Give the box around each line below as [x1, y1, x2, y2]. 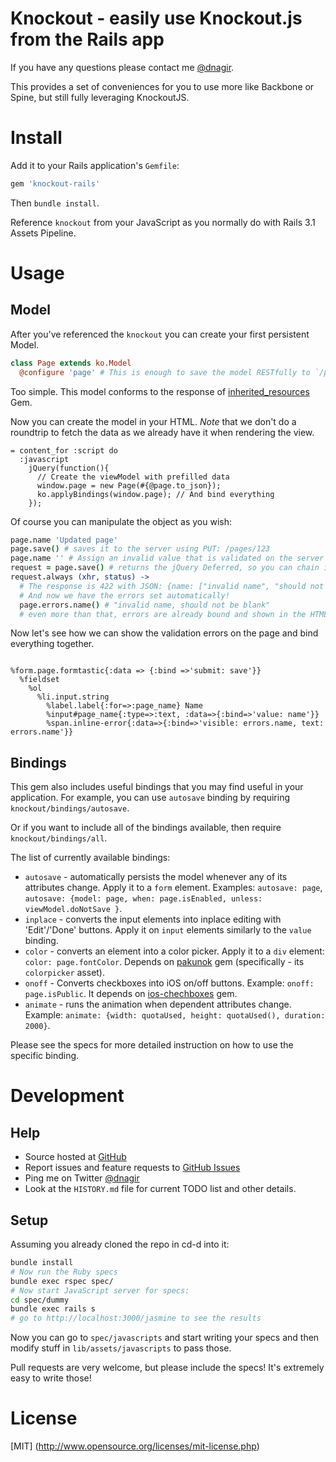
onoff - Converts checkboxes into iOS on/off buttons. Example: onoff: [24, 977, 315, 989]
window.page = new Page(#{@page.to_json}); [36, 480, 222, 491]
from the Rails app [10, 28, 165, 51]
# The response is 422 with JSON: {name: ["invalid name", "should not [19, 581, 325, 591]
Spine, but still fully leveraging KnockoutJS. [10, 91, 190, 103]
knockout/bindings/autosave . [10, 802, 130, 814]
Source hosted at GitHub [24, 1151, 127, 1163]
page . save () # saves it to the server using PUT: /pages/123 [10, 544, 271, 554]
